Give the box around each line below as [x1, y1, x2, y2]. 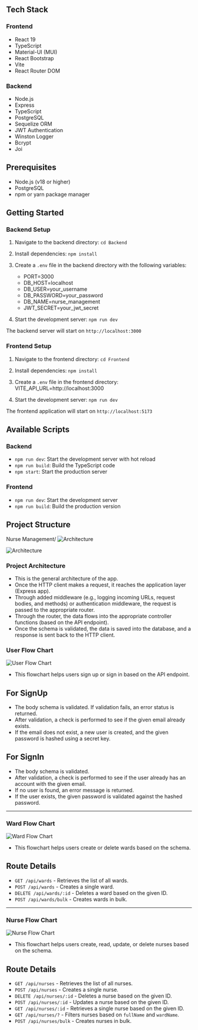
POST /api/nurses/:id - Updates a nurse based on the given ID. [14, 999, 169, 1006]
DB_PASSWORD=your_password [23, 292, 103, 299]
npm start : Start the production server [14, 468, 108, 475]
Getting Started [6, 208, 64, 218]
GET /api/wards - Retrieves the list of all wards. [14, 877, 128, 884]
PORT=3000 [23, 273, 54, 280]
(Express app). [14, 587, 51, 595]
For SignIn [6, 752, 44, 762]
